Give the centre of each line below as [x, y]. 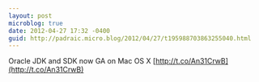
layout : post [30, 16]
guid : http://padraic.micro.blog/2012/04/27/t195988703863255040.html [130, 38]
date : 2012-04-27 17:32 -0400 [59, 31]
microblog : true [36, 23]
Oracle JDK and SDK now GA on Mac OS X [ [82, 61]
